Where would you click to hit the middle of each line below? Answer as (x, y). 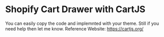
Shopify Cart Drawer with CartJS (75, 9)
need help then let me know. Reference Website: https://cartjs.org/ (74, 28)
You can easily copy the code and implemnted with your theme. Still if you (82, 23)
